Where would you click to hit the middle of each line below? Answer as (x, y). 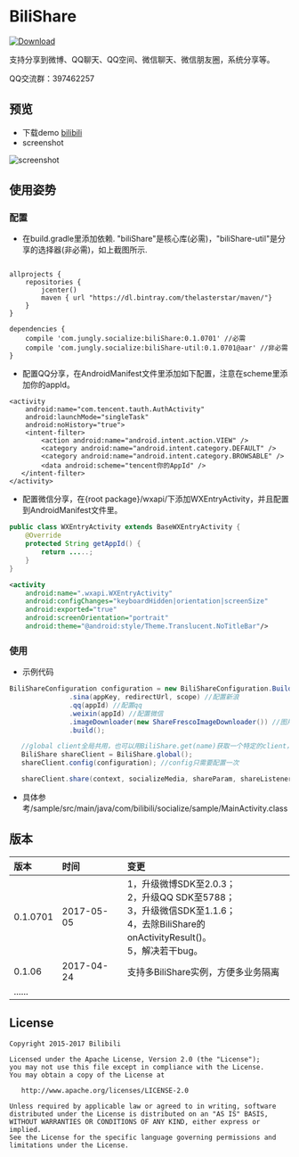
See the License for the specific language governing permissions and (143, 1137)
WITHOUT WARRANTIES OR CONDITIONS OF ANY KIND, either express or (135, 1121)
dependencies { (37, 329)
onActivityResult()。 (169, 937)
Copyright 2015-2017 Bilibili (65, 1044)
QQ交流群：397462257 (52, 79)
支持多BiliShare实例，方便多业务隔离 (203, 971)
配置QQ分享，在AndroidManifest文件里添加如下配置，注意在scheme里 (151, 374)
